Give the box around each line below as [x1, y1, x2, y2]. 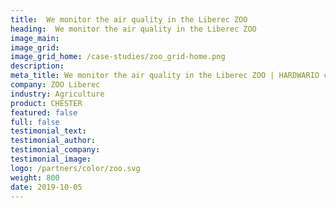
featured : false [10, 107, 78, 118]
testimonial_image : [10, 154, 92, 164]
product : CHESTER [10, 98, 83, 108]
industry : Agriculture [10, 89, 105, 99]
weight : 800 [10, 172, 60, 183]
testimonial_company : [10, 145, 101, 155]
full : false [10, 117, 60, 127]
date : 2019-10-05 [10, 182, 83, 192]
